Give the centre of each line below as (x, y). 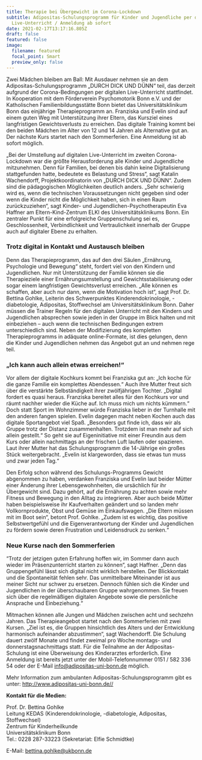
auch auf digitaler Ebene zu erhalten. (52, 231)
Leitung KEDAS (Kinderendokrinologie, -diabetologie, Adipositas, (87, 714)
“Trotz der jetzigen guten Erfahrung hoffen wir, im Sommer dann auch (93, 559)
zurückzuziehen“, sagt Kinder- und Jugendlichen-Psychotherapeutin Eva (96, 205)
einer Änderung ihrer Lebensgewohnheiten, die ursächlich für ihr (86, 485)
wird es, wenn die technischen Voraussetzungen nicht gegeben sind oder (97, 193)
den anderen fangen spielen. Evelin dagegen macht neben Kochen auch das (101, 416)
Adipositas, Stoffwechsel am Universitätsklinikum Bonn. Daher (117, 305)
